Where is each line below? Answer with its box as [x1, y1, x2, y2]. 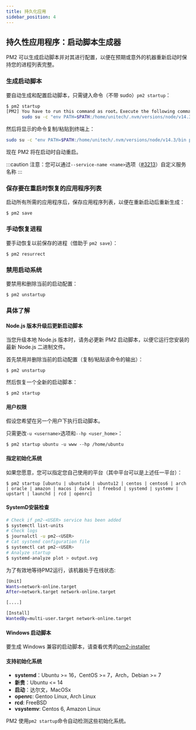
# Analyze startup [6, 550, 51, 556]
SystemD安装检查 [6, 504, 50, 511]
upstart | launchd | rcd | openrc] [6, 491, 93, 496]
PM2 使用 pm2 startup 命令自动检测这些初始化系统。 [6, 718, 129, 725]
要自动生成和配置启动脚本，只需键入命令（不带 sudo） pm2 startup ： [6, 91, 171, 98]
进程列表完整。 [21, 61, 57, 68]
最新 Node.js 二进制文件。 [6, 344, 69, 351]
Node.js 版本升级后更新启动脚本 [6, 322, 83, 329]
